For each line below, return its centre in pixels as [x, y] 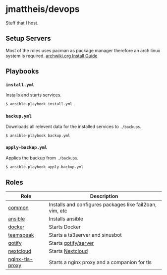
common [18, 208]
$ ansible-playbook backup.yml [38, 136]
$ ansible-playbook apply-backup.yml [45, 167]
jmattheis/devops [43, 9]
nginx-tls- [21, 259]
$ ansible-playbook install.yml [39, 104]
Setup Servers [28, 38]
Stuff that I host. [22, 23]
